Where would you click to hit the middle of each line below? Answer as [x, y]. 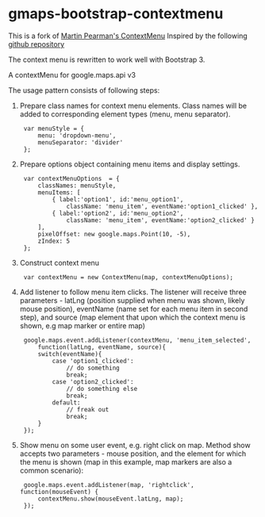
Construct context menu [60, 262]
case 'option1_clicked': [93, 361]
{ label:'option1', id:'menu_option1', [118, 199]
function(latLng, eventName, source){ [102, 347]
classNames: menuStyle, [77, 186]
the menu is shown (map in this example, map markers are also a [126, 461]
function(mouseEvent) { [59, 492]
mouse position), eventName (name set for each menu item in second [134, 308]
